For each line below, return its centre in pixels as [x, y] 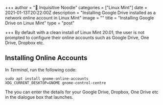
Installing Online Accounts [46, 58]
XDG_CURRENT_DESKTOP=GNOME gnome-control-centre [56, 83]
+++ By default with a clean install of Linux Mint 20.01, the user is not [75, 32]
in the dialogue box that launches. [39, 97]
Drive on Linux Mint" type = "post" [40, 23]
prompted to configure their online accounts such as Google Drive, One [77, 37]
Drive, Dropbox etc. [25, 43]
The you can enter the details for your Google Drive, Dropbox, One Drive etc [82, 92]
